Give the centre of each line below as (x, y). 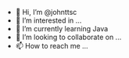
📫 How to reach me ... (52, 46)
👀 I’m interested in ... (48, 20)
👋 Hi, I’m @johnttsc (46, 12)
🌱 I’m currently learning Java (62, 29)
